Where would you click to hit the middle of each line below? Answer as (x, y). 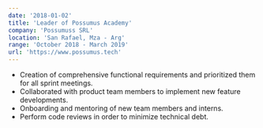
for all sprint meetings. (56, 83)
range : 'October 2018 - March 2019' (68, 45)
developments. (44, 100)
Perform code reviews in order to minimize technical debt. (114, 117)
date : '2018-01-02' (40, 15)
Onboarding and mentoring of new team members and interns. (121, 108)
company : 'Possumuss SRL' (51, 30)
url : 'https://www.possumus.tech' (65, 52)
